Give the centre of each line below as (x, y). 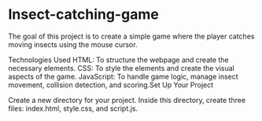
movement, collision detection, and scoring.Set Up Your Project (111, 85)
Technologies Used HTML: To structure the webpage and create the (119, 60)
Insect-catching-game (83, 15)
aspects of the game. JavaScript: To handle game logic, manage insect (123, 76)
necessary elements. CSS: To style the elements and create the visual (121, 68)
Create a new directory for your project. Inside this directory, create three (127, 100)
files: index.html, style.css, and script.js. (73, 108)
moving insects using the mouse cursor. (73, 44)
